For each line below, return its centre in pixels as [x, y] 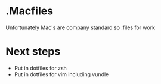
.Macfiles [30, 11]
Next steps [33, 52]
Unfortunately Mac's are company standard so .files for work [80, 27]
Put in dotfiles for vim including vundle [61, 74]
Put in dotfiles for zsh [40, 68]
